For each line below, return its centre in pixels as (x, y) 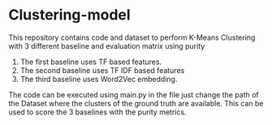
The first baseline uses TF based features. (91, 62)
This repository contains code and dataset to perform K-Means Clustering (132, 37)
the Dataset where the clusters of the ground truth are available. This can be (136, 103)
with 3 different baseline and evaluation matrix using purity (107, 45)
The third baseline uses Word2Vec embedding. (99, 79)
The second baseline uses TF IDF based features (102, 70)
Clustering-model (70, 15)
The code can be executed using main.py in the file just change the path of (134, 94)
